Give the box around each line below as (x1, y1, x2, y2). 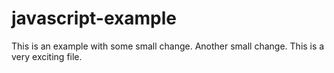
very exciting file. (11, 50, 83, 62)
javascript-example (11, 7, 177, 30)
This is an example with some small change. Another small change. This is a (11, 40, 325, 52)
